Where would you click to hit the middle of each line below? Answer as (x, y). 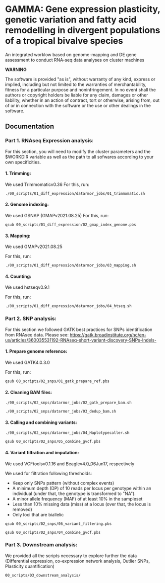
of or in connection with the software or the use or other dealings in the (78, 105)
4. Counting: (18, 276)
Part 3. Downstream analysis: (41, 545)
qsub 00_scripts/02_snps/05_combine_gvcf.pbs (53, 442)
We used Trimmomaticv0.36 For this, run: (47, 184)
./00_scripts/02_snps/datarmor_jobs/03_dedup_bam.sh (61, 412)
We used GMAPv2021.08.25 (34, 247)
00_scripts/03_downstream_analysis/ (43, 575)
